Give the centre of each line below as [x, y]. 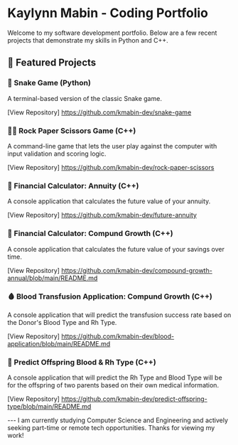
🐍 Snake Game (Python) [49, 83]
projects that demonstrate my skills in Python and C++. [88, 40]
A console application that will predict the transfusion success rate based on [119, 315]
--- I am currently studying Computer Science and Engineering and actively [118, 420]
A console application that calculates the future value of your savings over [116, 249]
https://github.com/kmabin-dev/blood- [118, 336]
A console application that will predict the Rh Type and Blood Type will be [115, 377]
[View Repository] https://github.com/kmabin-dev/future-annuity [102, 215]
